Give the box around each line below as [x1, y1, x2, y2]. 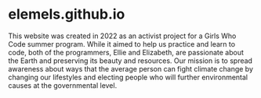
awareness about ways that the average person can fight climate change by [8, 64, 253, 73]
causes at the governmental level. [8, 80, 118, 90]
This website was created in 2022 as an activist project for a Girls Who [8, 31, 237, 40]
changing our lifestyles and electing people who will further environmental [8, 72, 248, 82]
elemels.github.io [8, 5, 125, 23]
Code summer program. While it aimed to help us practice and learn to [8, 39, 236, 48]
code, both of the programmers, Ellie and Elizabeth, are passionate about [8, 47, 245, 57]
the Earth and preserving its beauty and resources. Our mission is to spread [8, 56, 253, 65]
